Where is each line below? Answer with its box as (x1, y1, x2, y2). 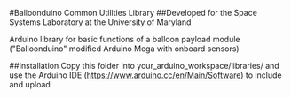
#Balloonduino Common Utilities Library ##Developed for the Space (9, 8, 257, 18)
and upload (9, 79, 51, 89)
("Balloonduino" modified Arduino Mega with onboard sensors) (9, 43, 240, 54)
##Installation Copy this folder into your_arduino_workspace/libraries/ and (9, 61, 279, 71)
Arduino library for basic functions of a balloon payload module (9, 34, 240, 44)
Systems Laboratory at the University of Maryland (9, 17, 192, 27)
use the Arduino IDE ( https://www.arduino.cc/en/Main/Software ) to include (9, 70, 282, 80)
